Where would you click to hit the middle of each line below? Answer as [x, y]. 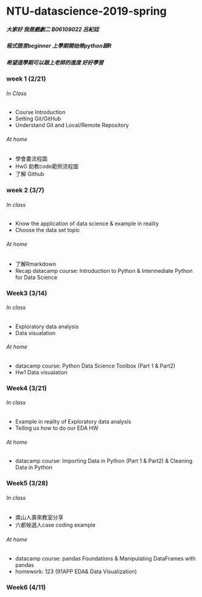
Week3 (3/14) [27, 293]
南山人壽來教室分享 [39, 518]
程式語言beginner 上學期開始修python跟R [59, 46]
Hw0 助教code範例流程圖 [47, 167]
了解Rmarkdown [36, 264]
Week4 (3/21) [26, 388]
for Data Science [36, 277]
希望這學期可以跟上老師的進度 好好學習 [55, 62]
